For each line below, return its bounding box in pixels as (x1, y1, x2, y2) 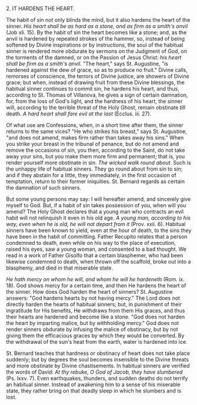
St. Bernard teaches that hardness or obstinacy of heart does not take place (6, 350, 190, 357)
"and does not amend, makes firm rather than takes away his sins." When (6, 134, 184, 141)
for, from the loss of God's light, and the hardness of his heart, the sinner (6, 98, 183, 105)
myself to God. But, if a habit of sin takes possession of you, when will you (6, 202, 186, 208)
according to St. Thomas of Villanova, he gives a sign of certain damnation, (6, 91, 188, 98)
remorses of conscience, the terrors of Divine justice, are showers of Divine (6, 73, 189, 79)
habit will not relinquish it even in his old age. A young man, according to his (6, 214, 191, 221)
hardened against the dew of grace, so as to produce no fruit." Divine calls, (6, 67, 188, 73)
